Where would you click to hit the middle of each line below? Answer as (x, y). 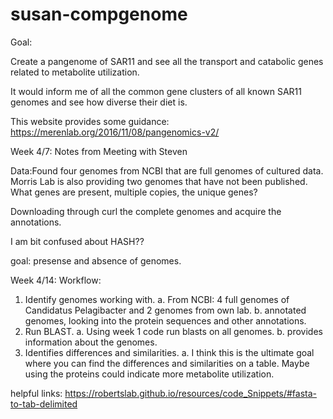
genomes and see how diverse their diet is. (99, 102)
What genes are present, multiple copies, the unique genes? (134, 192)
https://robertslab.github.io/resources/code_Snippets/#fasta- (190, 393)
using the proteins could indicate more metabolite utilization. (149, 374)
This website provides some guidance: (90, 121)
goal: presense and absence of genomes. (96, 260)
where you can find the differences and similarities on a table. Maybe (167, 363)
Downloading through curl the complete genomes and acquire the (146, 211)
